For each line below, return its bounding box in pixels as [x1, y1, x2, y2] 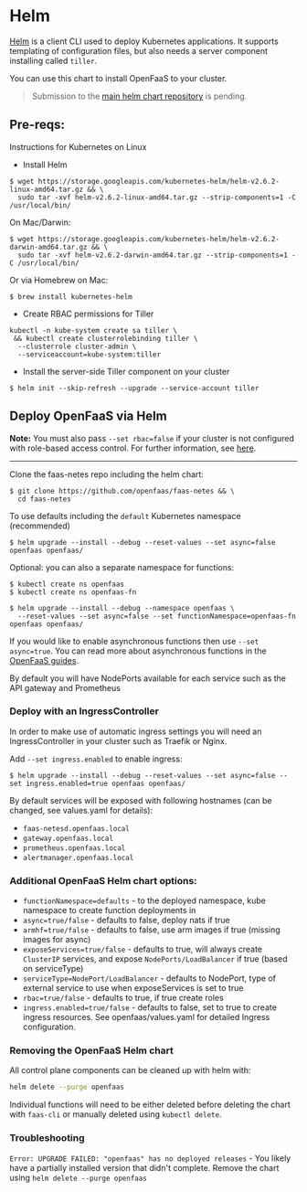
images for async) [22, 934, 91, 945]
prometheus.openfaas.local [22, 843, 126, 853]
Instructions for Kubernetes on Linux [9, 141, 147, 152]
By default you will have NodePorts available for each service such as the [9, 673, 286, 684]
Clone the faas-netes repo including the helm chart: [9, 468, 204, 480]
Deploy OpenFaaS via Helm [9, 409, 167, 424]
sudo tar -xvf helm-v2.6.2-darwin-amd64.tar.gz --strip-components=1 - [17, 250, 297, 260]
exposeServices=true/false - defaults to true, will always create [22, 943, 263, 955]
